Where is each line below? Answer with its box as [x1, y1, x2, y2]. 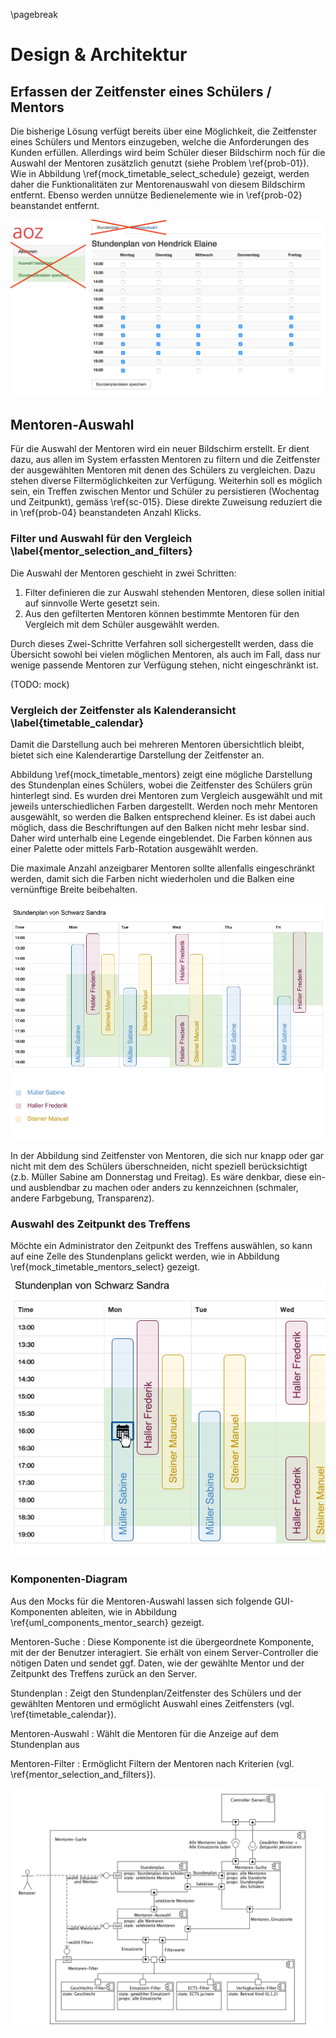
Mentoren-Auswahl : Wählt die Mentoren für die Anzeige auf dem [10, 1727, 279, 1739]
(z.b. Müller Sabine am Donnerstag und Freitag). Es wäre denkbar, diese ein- [10, 1170, 327, 1183]
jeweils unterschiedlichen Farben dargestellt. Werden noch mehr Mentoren [10, 800, 318, 812]
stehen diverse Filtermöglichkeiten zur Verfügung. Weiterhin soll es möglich [10, 475, 323, 487]
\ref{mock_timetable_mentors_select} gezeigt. [10, 1261, 200, 1273]
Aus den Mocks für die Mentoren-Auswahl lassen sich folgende [10, 1595, 273, 1607]
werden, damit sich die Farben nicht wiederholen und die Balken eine [10, 872, 295, 884]
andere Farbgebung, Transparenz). [10, 1192, 155, 1204]
